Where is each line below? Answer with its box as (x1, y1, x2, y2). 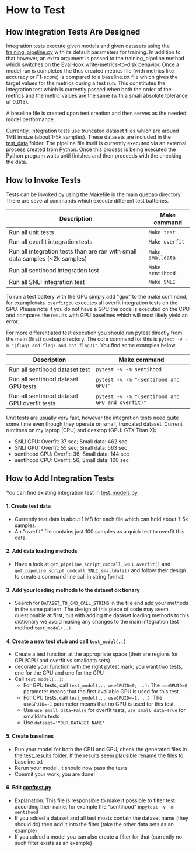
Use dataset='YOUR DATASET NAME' (23, 719, 105, 726)
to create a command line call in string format (14, 573, 124, 580)
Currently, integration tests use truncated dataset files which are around (6, 127, 179, 134)
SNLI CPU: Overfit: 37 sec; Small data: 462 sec (14, 437, 128, 445)
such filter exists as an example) (14, 839, 92, 846)
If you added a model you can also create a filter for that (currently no (14, 833, 183, 840)
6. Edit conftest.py (6, 784, 52, 791)
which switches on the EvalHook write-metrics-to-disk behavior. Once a (6, 61, 180, 68)
